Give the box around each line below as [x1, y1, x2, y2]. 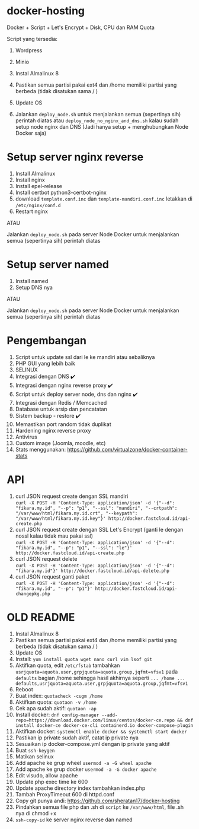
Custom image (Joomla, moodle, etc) [15, 439, 106, 446]
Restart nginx [15, 208, 48, 215]
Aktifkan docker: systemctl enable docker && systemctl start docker [15, 728, 187, 735]
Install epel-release [15, 182, 63, 189]
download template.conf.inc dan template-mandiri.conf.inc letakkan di [15, 195, 193, 202]
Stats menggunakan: [15, 446, 66, 453]
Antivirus [15, 433, 37, 440]
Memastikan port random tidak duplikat [15, 420, 111, 428]
